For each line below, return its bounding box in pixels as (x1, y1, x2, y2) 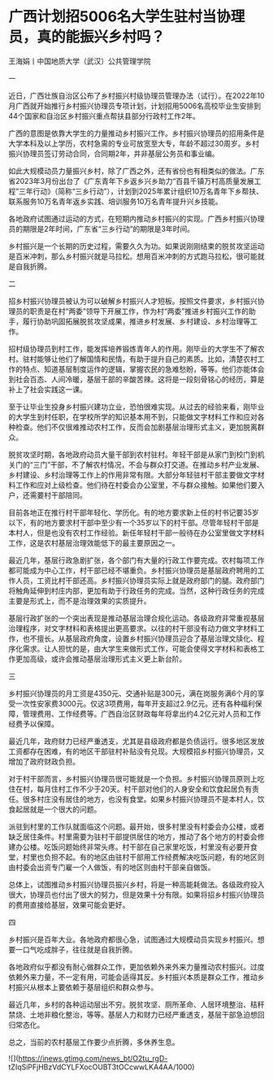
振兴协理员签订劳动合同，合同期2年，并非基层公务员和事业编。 (8, 148, 219, 159)
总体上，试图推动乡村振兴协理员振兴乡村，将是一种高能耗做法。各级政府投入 (8, 879, 265, 889)
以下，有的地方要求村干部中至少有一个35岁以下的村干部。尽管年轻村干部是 (8, 517, 259, 527)
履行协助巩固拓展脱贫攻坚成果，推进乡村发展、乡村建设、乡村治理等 (22, 316, 250, 326)
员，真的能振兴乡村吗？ (8, 28, 166, 46)
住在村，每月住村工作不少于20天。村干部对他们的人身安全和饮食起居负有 (8, 784, 253, 794)
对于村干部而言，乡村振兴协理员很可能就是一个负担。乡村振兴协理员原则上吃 (8, 773, 265, 783)
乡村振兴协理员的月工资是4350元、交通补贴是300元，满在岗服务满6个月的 (8, 688, 258, 698)
